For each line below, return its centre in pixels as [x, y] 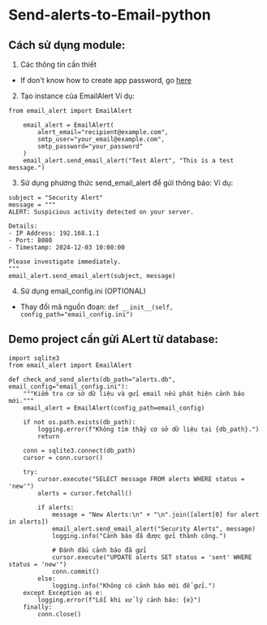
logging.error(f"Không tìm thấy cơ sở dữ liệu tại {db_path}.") [149, 429]
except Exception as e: [63, 592]
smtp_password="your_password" [90, 146]
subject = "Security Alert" [56, 197]
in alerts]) [28, 522]
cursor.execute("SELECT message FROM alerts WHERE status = [141, 479]
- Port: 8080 [30, 241]
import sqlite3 [34, 358]
